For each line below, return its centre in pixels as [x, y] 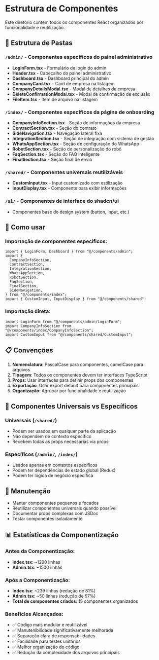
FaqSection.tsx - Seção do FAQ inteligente [56, 154]
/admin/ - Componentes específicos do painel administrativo [79, 57]
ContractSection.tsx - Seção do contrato [54, 128]
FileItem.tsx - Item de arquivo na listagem [55, 99]
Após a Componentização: [38, 580]
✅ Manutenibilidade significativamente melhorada [63, 630]
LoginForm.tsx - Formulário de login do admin [59, 68]
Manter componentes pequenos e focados [56, 503]
